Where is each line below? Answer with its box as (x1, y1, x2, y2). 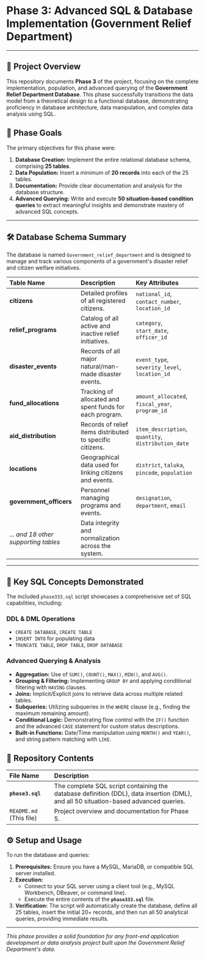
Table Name (9, 279, 45, 287)
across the (80, 542, 111, 550)
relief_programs (9, 326, 57, 334)
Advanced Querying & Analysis (6, 657, 101, 665)
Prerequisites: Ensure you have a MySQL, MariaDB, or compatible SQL (15, 863, 194, 870)
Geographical (80, 453, 120, 462)
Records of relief (80, 420, 128, 429)
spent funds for (80, 403, 125, 411)
